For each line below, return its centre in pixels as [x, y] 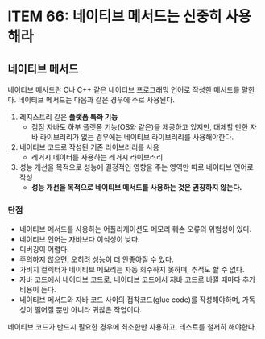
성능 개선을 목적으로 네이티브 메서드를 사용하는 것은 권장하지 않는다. [137, 187]
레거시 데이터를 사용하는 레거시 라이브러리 [97, 157]
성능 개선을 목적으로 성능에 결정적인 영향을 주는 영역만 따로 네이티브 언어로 [137, 167]
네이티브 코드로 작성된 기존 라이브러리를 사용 [89, 147]
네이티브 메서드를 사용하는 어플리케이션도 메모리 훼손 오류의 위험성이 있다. [135, 229]
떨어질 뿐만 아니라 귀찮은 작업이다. [88, 310]
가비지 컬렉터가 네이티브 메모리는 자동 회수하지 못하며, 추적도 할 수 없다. [132, 270]
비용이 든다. [38, 290]
